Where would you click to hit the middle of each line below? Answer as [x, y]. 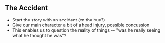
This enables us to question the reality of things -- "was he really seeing [86, 30]
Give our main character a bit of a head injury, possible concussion [81, 25]
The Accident [27, 8]
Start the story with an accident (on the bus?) [59, 20]
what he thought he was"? [39, 35]
